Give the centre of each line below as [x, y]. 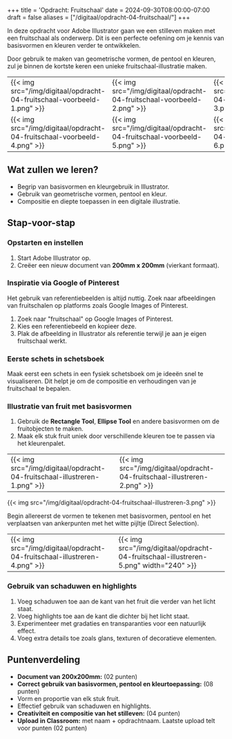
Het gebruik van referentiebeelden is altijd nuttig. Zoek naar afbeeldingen [112, 298]
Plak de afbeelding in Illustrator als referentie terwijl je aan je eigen [112, 333]
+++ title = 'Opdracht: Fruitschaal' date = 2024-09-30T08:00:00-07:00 [109, 10]
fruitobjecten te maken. [50, 429]
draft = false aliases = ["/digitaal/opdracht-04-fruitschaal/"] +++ [99, 17]
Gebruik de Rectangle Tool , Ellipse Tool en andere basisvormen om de [118, 422]
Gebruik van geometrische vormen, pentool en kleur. [92, 194]
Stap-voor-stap [41, 223]
